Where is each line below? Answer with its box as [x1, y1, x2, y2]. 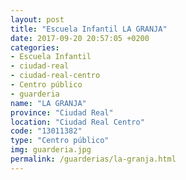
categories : [10, 42, 60, 53]
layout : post [10, 14, 65, 25]
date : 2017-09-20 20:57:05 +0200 [10, 33, 150, 43]
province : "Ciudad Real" [10, 107, 114, 118]
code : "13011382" [10, 126, 83, 136]
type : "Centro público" [10, 136, 110, 146]
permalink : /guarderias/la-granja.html [10, 154, 177, 164]
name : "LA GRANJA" [10, 98, 87, 108]
